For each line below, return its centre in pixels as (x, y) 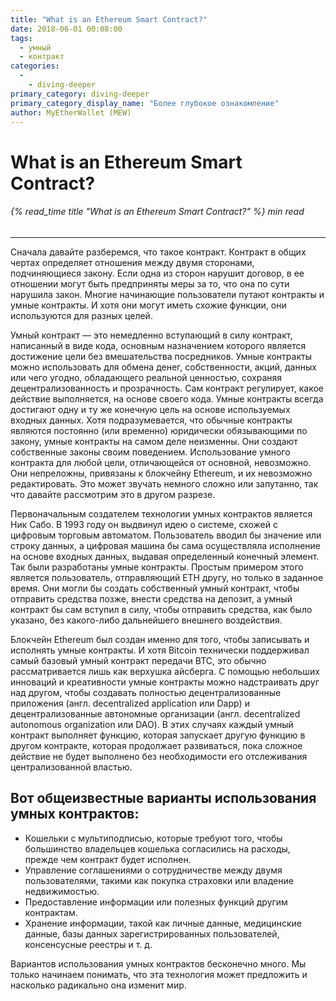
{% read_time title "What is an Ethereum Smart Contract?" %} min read (157, 212)
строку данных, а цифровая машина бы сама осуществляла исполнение (166, 545)
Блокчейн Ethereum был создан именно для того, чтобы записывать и (160, 639)
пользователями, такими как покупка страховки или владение (159, 880)
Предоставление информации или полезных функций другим (156, 902)
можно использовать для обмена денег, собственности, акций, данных (163, 367)
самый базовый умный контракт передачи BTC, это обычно (138, 660)
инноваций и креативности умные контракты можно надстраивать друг (165, 682)
